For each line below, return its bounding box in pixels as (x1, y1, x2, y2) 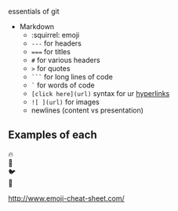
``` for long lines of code (31, 72, 114, 81)
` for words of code (31, 80, 96, 90)
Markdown (19, 22, 55, 31)
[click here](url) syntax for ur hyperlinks (31, 89, 170, 98)
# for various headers (31, 55, 100, 65)
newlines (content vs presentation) (31, 105, 143, 115)
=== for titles (31, 47, 71, 56)
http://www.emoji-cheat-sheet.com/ (8, 193, 125, 203)
